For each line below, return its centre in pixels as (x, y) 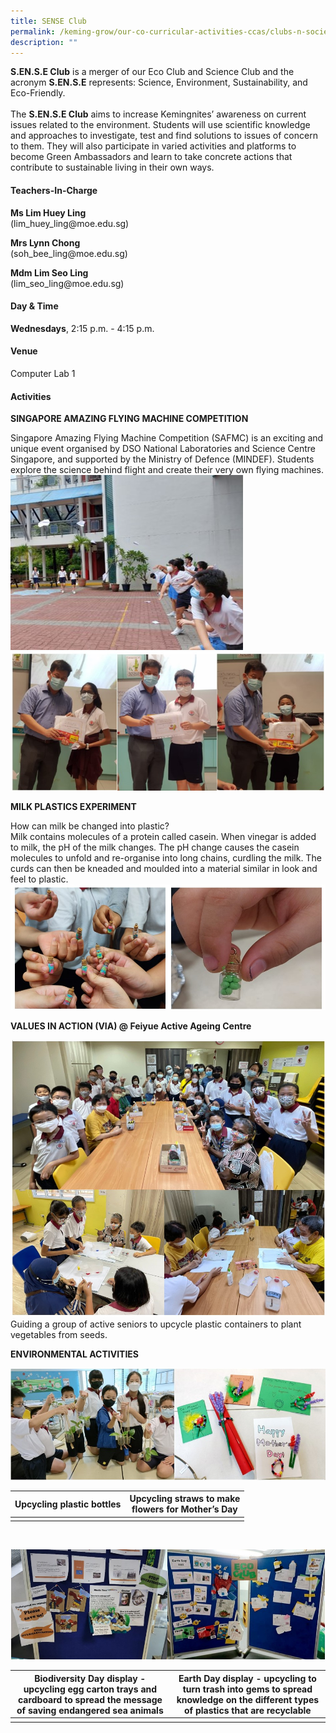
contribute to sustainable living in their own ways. (112, 167)
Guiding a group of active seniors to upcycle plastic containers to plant (156, 1324)
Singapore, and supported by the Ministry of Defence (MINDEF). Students (162, 459)
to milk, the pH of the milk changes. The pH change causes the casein (155, 847)
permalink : (33, 31)
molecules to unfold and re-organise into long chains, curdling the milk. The (166, 857)
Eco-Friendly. (38, 93)
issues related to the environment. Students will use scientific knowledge (160, 125)
